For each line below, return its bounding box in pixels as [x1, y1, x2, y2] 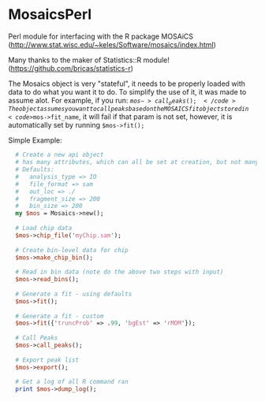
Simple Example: [8, 136, 63, 145]
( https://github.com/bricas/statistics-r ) [8, 63, 134, 72]
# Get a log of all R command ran [15, 378, 129, 386]
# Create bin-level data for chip [15, 246, 129, 254]
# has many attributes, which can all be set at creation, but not [15, 158, 242, 166]
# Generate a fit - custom [15, 312, 104, 320]
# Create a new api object [15, 151, 104, 159]
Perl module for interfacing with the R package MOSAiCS [8, 32, 193, 41]
